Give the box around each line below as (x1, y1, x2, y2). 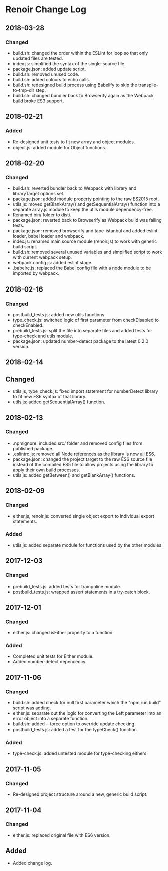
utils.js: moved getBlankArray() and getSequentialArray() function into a (12, 201, 160, 207)
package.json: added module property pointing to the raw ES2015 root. (12, 196, 159, 202)
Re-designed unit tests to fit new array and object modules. (12, 139, 135, 145)
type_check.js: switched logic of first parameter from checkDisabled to (12, 317, 159, 323)
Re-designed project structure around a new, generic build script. (12, 791, 148, 797)
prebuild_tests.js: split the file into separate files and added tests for (12, 327, 153, 333)
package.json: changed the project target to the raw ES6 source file (12, 456, 153, 462)
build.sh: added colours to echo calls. (12, 76, 90, 82)
